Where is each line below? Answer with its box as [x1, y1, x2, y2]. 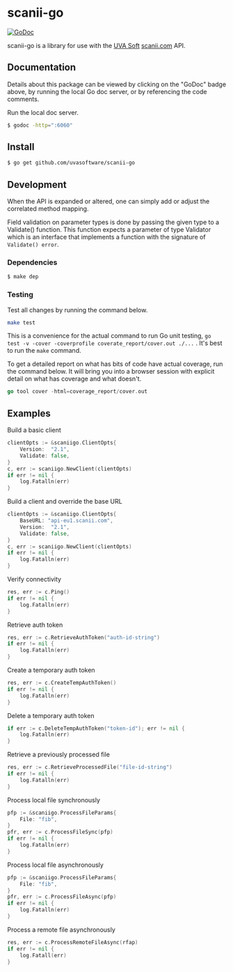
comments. [7, 95, 40, 103]
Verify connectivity [7, 575, 61, 584]
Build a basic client [7, 426, 61, 434]
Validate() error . [7, 240, 59, 248]
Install [7, 141, 35, 153]
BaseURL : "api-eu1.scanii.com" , [19, 517, 113, 525]
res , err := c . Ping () [7, 589, 70, 596]
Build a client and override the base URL [7, 497, 123, 506]
